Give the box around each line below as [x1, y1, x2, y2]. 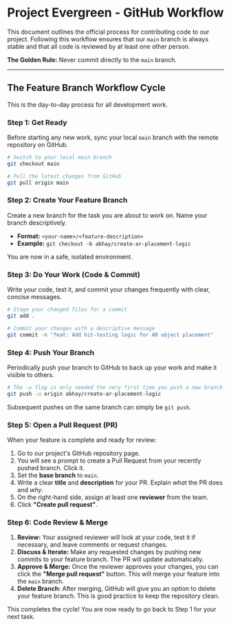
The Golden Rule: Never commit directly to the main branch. [7, 55, 177, 63]
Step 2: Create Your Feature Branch [7, 195, 128, 205]
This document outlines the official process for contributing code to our [7, 28, 210, 36]
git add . [7, 312, 36, 320]
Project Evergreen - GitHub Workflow [7, 5, 224, 21]
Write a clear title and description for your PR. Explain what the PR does [16, 478, 223, 487]
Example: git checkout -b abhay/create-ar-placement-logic [16, 239, 191, 248]
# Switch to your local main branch [7, 154, 112, 161]
